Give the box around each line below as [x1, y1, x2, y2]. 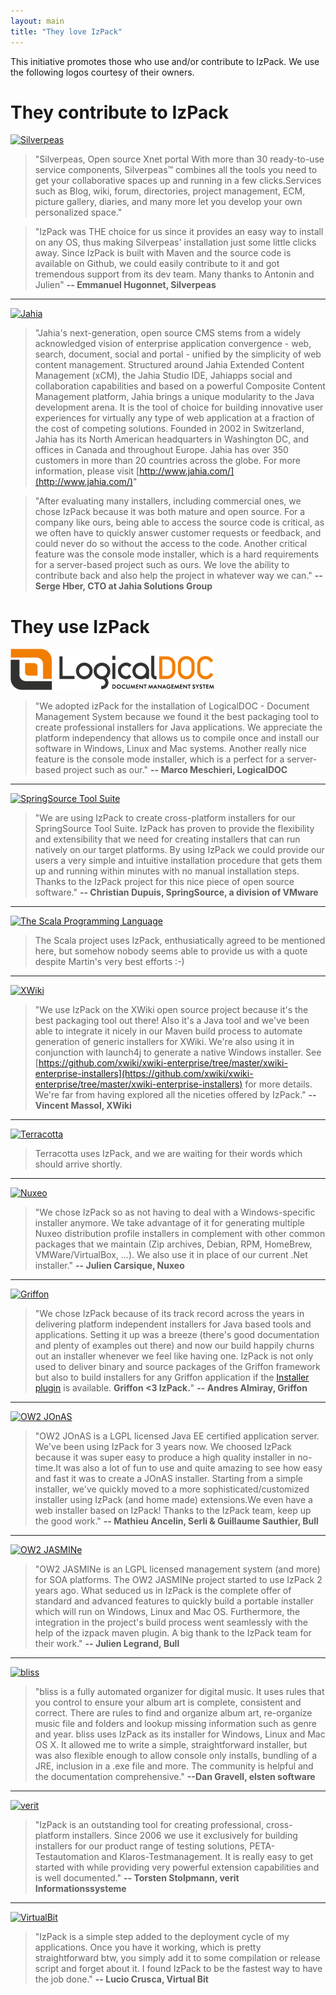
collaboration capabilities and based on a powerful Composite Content [34, 380, 326, 392]
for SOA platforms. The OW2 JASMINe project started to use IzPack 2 [34, 1574, 323, 1586]
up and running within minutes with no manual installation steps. [34, 865, 300, 877]
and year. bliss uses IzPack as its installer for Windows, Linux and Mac [34, 1728, 326, 1740]
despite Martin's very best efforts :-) [34, 956, 185, 968]
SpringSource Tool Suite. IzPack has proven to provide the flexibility [34, 823, 315, 835]
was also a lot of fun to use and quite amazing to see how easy [63, 1462, 323, 1474]
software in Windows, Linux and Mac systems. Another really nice [34, 743, 307, 755]
